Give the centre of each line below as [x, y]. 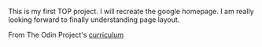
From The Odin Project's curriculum [66, 35]
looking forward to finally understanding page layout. [94, 20]
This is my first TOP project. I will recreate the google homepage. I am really [131, 11]
